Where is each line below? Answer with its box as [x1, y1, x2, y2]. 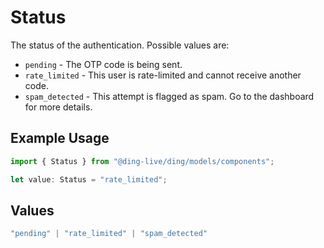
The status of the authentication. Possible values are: [10, 39, 230, 51]
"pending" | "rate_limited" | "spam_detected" [10, 229, 208, 239]
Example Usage [10, 130, 110, 147]
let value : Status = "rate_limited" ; [10, 174, 168, 185]
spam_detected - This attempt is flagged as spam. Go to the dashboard [24, 90, 315, 102]
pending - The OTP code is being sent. [24, 58, 183, 70]
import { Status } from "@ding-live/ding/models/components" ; [10, 156, 275, 166]
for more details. [24, 101, 93, 113]
